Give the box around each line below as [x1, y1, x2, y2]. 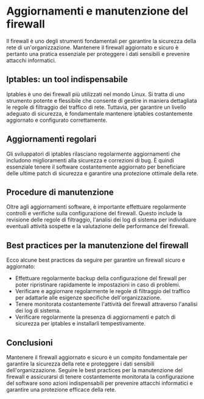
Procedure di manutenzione [6, 187, 114, 197]
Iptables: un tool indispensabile [6, 74, 128, 85]
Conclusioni [6, 338, 53, 348]
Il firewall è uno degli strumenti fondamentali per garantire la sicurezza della [6, 37, 197, 44]
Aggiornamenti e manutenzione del [6, 4, 189, 18]
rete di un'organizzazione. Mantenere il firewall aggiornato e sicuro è [6, 44, 179, 51]
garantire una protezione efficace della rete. [6, 386, 117, 393]
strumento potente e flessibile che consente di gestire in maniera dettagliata [6, 97, 197, 104]
